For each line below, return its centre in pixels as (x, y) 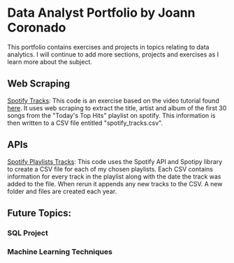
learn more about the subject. (50, 61)
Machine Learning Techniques (60, 251)
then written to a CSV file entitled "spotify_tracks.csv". (85, 123)
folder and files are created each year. (62, 191)
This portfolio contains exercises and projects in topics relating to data (108, 47)
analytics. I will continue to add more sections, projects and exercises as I (113, 54)
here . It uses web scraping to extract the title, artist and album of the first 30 (117, 108)
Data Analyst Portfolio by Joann (101, 13)
